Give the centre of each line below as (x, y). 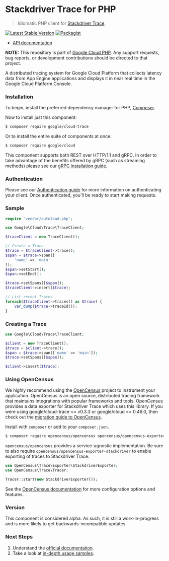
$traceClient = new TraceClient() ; (43, 237)
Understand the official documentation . (53, 548)
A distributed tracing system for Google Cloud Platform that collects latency (83, 73)
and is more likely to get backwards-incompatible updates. (66, 524)
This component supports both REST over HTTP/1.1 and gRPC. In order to (81, 155)
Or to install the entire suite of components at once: (58, 136)
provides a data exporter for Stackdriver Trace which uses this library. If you (84, 406)
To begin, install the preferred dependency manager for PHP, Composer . (80, 108)
